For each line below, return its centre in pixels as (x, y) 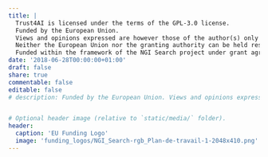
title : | (23, 16)
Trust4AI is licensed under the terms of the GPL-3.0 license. (122, 23)
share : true (28, 75)
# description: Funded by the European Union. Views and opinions (121, 97)
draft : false (30, 68)
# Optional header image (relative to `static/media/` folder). (117, 119)
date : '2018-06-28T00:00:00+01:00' (67, 61)
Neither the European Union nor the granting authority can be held (132, 45)
